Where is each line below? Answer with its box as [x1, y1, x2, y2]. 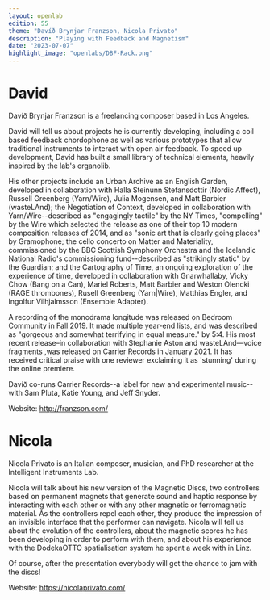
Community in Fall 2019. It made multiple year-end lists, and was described [8, 321, 258, 330]
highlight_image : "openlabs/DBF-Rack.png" [8, 49, 153, 57]
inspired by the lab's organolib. [8, 161, 111, 170]
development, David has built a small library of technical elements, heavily [8, 152, 255, 162]
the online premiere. [8, 363, 75, 373]
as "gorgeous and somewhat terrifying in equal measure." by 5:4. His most [8, 329, 256, 339]
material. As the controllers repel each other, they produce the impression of [8, 508, 262, 518]
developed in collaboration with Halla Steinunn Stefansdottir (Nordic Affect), [8, 185, 260, 195]
